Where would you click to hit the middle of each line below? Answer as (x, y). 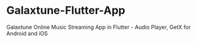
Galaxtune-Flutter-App (66, 10)
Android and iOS (27, 33)
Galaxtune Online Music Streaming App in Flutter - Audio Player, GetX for (99, 27)
